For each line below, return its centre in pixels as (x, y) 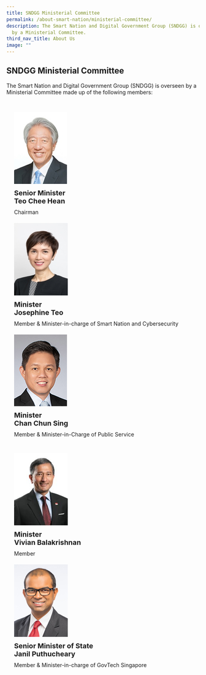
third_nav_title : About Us (41, 39)
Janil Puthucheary (45, 654)
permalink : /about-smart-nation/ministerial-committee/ (79, 19)
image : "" (19, 45)
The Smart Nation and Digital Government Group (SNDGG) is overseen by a (101, 85)
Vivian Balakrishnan (48, 542)
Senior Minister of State (54, 646)
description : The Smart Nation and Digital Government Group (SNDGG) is (101, 26)
